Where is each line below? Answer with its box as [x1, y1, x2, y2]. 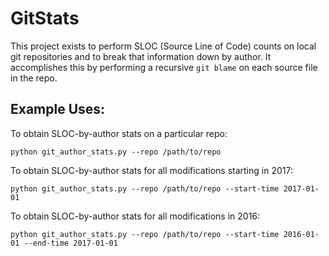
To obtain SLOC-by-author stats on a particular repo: [10, 127, 228, 139]
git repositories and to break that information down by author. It [10, 50, 272, 62]
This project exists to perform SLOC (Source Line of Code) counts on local [10, 40, 317, 52]
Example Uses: [10, 101, 106, 118]
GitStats [10, 7, 80, 30]
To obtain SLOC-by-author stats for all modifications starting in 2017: [10, 164, 293, 176]
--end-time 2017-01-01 [23, 238, 118, 248]
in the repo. [10, 72, 58, 84]
